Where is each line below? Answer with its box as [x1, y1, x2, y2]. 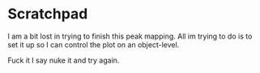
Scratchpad [7, 5, 88, 23]
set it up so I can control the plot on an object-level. [7, 39, 180, 49]
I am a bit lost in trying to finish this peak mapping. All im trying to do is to [7, 31, 253, 41]
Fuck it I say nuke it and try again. [7, 55, 120, 65]
